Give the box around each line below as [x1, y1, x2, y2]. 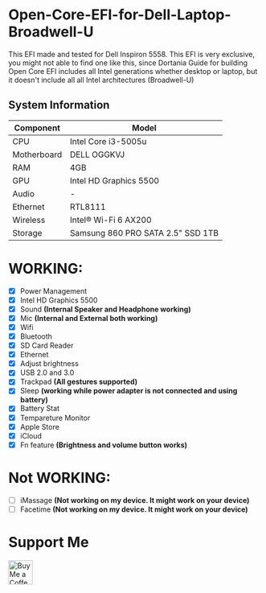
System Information [8, 98, 110, 112]
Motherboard [12, 149, 63, 160]
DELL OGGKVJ [69, 149, 125, 160]
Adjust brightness [19, 359, 79, 369]
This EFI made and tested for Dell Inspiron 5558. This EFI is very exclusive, [8, 49, 256, 59]
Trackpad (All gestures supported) [19, 377, 138, 387]
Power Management [19, 286, 88, 295]
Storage [12, 227, 43, 238]
